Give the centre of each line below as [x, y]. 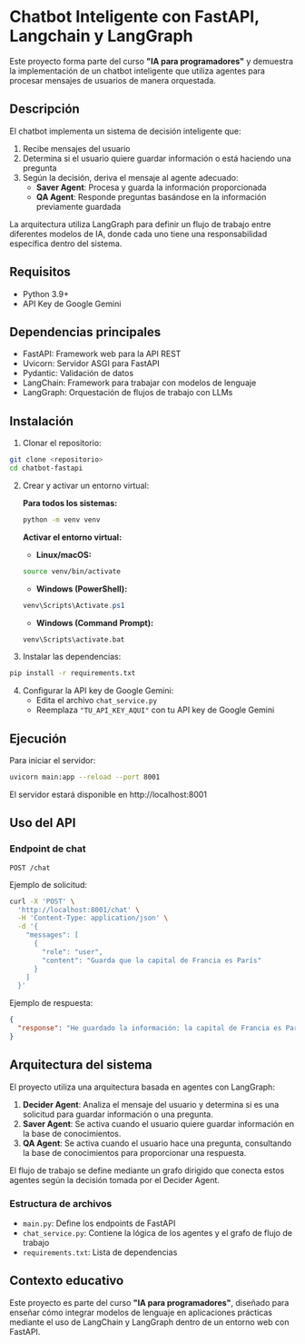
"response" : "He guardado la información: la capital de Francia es [150, 1029]
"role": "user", [73, 951]
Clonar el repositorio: [62, 443]
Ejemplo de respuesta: [51, 1003]
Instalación [42, 421]
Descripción [44, 110]
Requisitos [40, 272]
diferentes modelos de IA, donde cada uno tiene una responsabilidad [138, 234]
